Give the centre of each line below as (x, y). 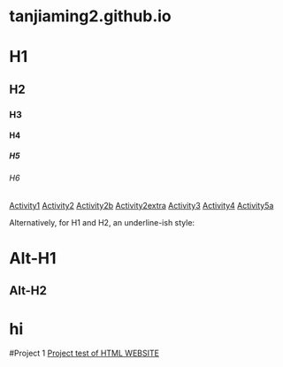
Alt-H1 (33, 259)
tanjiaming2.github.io (90, 16)
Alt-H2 (28, 291)
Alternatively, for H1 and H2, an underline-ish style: (102, 222)
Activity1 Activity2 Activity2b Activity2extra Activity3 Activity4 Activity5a (141, 205)
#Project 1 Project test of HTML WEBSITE (84, 353)
